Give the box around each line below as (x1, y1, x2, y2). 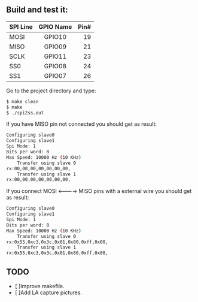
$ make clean (6, 98, 39, 104)
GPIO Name (38, 22, 72, 31)
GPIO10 (44, 32, 67, 41)
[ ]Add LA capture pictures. (14, 289, 83, 296)
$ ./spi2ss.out (6, 110, 44, 116)
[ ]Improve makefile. (14, 283, 65, 289)
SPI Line (9, 22, 33, 31)
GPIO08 (44, 62, 67, 70)
